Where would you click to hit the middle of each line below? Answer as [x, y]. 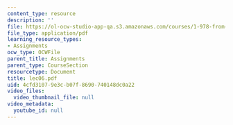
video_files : [26, 91]
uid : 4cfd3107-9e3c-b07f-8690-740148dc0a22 [71, 85]
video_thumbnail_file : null [54, 98]
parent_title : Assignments [46, 59]
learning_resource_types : [44, 40]
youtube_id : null [38, 110]
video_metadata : [31, 104]
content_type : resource [42, 14]
